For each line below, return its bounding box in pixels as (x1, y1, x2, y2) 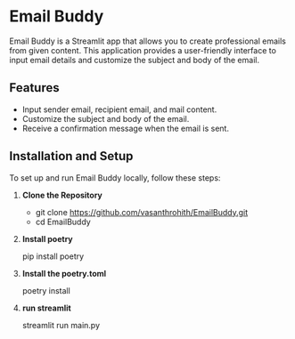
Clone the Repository (21, 190, 102, 200)
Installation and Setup (9, 149, 134, 164)
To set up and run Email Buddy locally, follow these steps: (9, 172, 221, 183)
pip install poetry (21, 251, 85, 262)
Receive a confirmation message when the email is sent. (21, 123, 230, 133)
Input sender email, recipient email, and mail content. (21, 104, 217, 115)
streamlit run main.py (21, 319, 101, 330)
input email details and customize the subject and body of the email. (9, 54, 260, 65)
